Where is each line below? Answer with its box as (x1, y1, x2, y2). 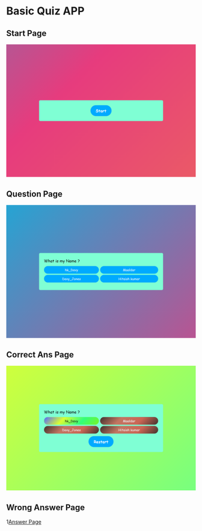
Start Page (6, 28, 47, 38)
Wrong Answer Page (6, 502, 85, 512)
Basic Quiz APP (6, 4, 85, 18)
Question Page (6, 189, 63, 199)
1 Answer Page (6, 518, 42, 525)
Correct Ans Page (6, 350, 74, 360)
